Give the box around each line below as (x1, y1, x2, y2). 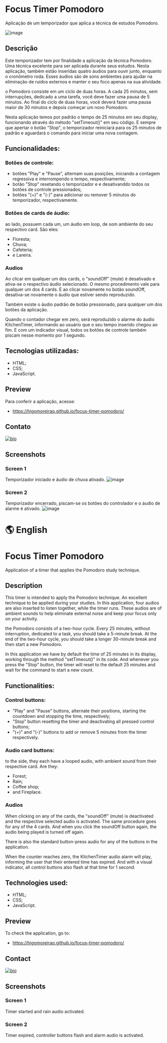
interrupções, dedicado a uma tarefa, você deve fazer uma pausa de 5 (5, 93, 150, 99)
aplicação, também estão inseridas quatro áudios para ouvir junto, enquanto (5, 68, 162, 74)
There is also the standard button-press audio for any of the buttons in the (5, 838, 158, 845)
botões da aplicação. (5, 307, 48, 313)
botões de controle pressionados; (12, 186, 82, 193)
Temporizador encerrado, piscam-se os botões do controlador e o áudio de (5, 501, 161, 507)
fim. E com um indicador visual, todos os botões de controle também (5, 327, 147, 333)
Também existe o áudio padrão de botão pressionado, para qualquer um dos (5, 301, 163, 308)
